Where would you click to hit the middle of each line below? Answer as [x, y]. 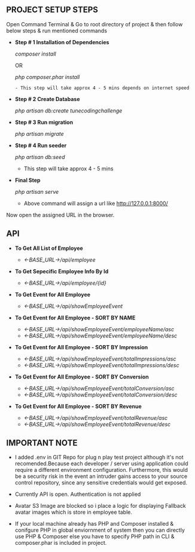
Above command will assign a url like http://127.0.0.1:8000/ [96, 203]
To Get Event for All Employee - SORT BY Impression [81, 347]
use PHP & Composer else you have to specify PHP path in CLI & [95, 536]
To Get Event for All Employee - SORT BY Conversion [82, 377]
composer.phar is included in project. [61, 543]
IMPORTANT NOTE [42, 443]
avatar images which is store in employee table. [74, 512]
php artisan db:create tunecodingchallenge [68, 111]
